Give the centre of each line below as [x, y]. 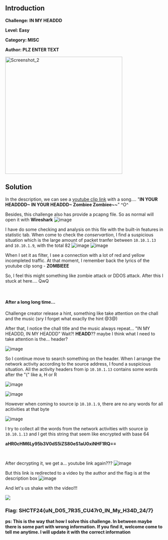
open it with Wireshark [29, 219]
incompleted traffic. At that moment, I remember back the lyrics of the [77, 260]
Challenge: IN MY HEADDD [34, 20]
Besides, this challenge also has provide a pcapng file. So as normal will [79, 214]
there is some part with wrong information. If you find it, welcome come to [84, 527]
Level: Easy [18, 30]
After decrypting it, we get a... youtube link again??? [59, 463]
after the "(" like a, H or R [31, 375]
